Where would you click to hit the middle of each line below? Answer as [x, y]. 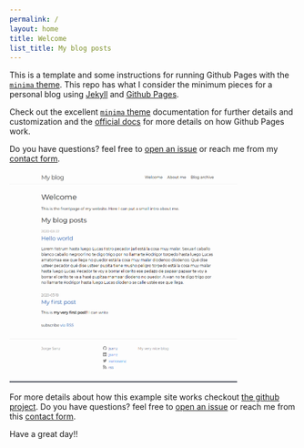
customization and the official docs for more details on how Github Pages [147, 122]
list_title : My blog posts [61, 48]
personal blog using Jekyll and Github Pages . [94, 95]
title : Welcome [38, 38]
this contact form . [43, 416]
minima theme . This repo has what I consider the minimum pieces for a [141, 85]
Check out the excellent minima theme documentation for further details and [152, 112]
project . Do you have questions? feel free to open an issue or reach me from [152, 406]
